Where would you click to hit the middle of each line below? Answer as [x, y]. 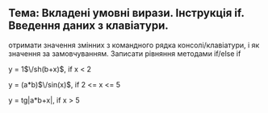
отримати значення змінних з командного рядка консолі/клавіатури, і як [134, 45]
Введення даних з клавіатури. [88, 26]
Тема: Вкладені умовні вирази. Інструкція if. [126, 13]
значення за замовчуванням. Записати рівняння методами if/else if [125, 53]
